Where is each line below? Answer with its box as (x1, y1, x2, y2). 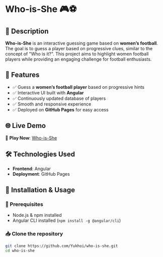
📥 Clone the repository (5, 230, 63, 237)
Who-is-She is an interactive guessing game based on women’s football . (5, 40, 158, 46)
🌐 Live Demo (5, 121, 46, 130)
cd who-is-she (5, 248, 35, 253)
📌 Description (5, 27, 49, 35)
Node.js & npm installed (12, 212, 62, 218)
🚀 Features (5, 71, 40, 79)
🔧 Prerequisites (5, 201, 44, 208)
